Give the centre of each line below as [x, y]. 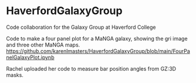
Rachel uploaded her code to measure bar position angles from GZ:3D [91, 68]
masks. [15, 75]
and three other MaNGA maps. [43, 45]
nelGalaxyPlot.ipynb [30, 57]
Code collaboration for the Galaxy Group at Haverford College [81, 27]
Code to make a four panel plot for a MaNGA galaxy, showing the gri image [97, 38]
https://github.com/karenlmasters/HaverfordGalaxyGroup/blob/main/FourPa [98, 51]
